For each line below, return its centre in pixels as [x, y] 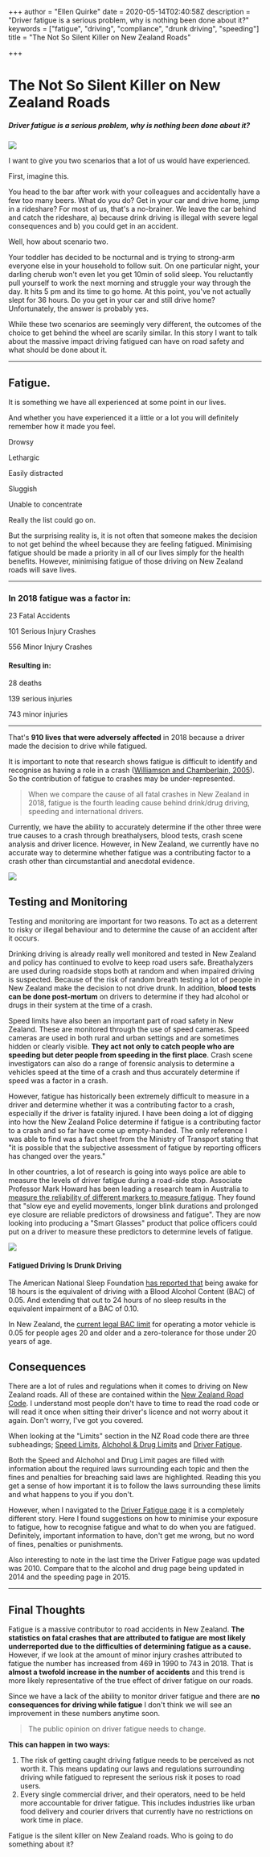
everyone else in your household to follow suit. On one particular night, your [134, 266]
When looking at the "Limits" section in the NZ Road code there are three [129, 1436]
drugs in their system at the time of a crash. [80, 1005]
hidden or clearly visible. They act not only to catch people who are [121, 1047]
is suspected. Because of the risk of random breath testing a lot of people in [134, 980]
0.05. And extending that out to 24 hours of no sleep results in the [117, 1301]
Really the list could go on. [52, 519]
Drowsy [21, 441]
